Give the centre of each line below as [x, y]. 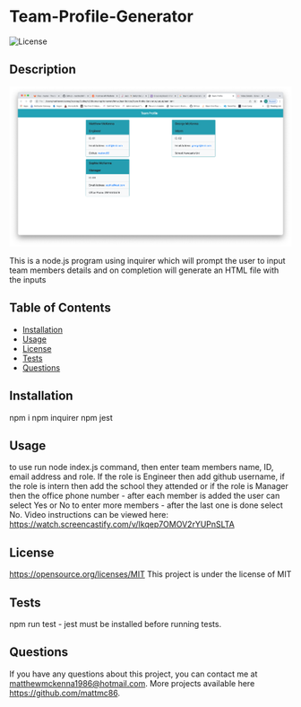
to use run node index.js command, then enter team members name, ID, [142, 467]
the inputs [28, 279]
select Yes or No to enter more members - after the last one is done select [146, 505]
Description [43, 70]
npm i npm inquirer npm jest [61, 417]
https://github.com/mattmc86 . [65, 693]
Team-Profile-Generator [102, 17]
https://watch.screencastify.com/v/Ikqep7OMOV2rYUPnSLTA [122, 524]
